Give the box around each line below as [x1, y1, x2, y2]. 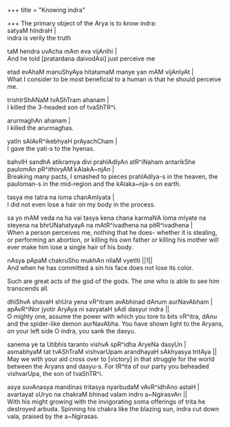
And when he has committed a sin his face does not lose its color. [7, 264, 194, 271]
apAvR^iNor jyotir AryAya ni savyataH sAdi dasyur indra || [7, 305, 170, 313]
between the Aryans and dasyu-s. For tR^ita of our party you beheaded [7, 362, 209, 371]
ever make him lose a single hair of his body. [7, 243, 134, 251]
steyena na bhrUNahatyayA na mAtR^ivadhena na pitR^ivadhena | [7, 221, 193, 229]
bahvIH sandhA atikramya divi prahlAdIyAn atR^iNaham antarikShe [7, 158, 196, 166]
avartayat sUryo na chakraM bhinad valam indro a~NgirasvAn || [7, 390, 187, 398]
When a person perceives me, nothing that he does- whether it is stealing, [7, 229, 218, 236]
